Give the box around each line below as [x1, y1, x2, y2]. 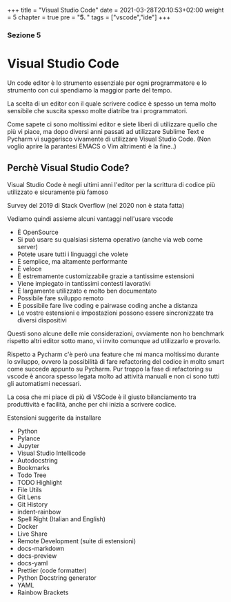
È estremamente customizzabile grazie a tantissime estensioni [17, 272, 194, 280]
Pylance [17, 434, 41, 443]
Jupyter [17, 441, 40, 449]
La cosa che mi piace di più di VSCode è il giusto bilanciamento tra [7, 393, 197, 401]
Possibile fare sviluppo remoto [17, 293, 104, 302]
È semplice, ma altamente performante [17, 257, 128, 265]
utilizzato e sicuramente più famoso [7, 188, 109, 196]
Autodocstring [17, 456, 59, 465]
